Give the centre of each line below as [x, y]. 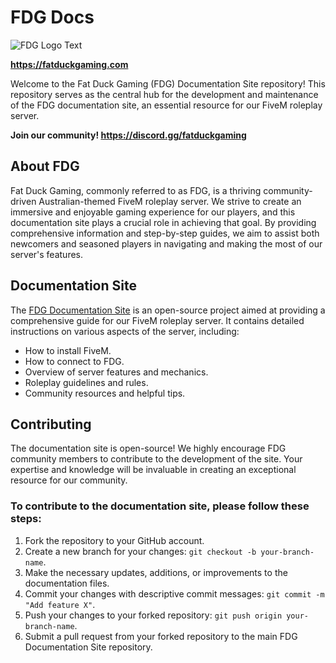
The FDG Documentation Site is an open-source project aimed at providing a [168, 310]
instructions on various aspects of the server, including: [125, 331]
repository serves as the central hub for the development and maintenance [164, 94]
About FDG [45, 166]
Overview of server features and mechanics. [116, 372]
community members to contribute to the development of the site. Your [156, 459]
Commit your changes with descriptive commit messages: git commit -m [174, 593]
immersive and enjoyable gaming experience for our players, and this [153, 212]
